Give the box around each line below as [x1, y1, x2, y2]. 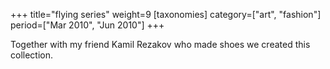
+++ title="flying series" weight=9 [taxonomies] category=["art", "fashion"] [10, 9, 322, 20]
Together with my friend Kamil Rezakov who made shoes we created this [10, 39, 311, 50]
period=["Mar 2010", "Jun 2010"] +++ [10, 19, 165, 31]
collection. [10, 49, 54, 61]
